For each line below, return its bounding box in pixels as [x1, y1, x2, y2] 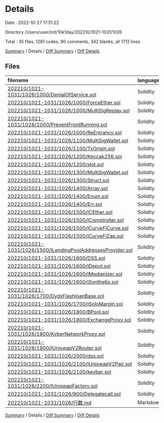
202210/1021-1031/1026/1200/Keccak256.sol [7, 153, 122, 160]
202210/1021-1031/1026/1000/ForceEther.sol [7, 99, 121, 106]
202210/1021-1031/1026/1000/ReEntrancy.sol [7, 129, 122, 136]
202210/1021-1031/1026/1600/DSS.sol [7, 255, 105, 261]
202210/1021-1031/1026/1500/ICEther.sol [7, 209, 113, 215]
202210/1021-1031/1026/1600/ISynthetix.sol [7, 278, 119, 285]
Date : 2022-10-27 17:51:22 [5, 20, 60, 25]
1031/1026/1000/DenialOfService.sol [7, 91, 97, 98]
